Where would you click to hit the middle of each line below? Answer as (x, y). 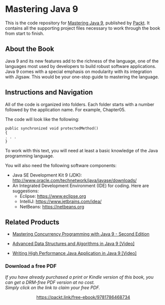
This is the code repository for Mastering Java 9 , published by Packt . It (78, 23)
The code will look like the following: (42, 119)
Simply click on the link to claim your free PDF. (53, 287)
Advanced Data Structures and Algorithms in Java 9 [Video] (73, 244)
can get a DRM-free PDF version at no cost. (50, 282)
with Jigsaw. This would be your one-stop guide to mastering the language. (82, 77)
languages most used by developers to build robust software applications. (81, 66)
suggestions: (26, 191)
